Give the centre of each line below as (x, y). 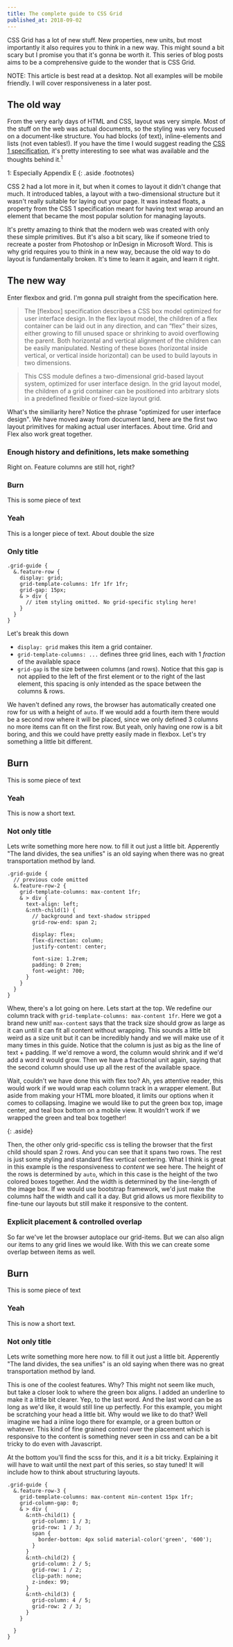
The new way (36, 281)
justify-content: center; (70, 947)
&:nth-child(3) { (51, 1595)
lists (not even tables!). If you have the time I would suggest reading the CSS (116, 144)
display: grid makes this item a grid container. (85, 646)
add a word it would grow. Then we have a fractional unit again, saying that (114, 1060)
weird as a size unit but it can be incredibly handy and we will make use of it (116, 1038)
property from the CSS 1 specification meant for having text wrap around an (115, 208)
